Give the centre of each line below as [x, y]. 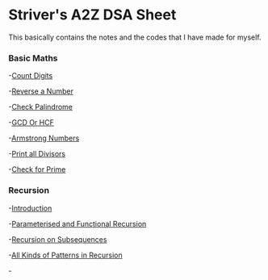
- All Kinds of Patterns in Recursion [65, 255]
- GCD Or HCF [31, 123]
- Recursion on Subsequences [58, 239]
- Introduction [30, 208]
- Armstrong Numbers [44, 138]
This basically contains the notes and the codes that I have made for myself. [135, 37]
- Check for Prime [37, 169]
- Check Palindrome [41, 107]
